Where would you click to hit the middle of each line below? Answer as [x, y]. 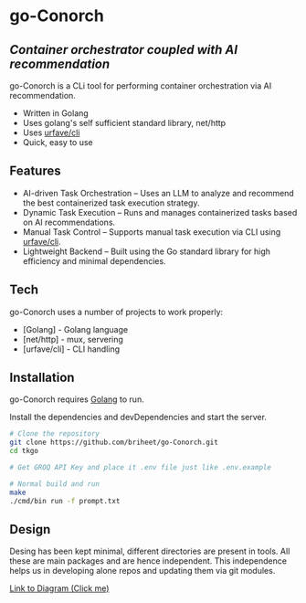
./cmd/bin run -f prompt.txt [65, 501]
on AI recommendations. [69, 222]
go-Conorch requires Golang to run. [77, 399]
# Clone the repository [55, 434]
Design [30, 529]
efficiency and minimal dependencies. [94, 260]
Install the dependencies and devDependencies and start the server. [138, 418]
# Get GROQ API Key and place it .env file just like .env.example [141, 468]
